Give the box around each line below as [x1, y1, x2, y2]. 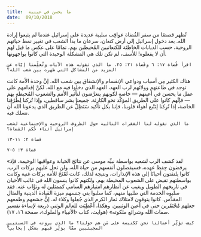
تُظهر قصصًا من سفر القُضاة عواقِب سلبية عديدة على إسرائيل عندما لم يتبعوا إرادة [7, 31, 187, 38]
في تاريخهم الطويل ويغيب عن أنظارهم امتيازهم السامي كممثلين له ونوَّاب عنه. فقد [7, 183, 188, 190]
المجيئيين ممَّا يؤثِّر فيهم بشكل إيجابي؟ [7, 225, 103, 231]
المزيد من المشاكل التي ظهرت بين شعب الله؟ [7, 66, 117, 72]
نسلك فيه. [7, 109, 29, 116]
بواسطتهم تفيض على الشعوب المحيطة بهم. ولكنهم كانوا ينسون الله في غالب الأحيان [7, 176, 191, 183]
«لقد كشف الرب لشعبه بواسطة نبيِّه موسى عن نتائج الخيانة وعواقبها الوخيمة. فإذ [7, 157, 183, 165]
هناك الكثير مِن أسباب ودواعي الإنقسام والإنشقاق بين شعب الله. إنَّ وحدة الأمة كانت [7, 77, 191, 84]
